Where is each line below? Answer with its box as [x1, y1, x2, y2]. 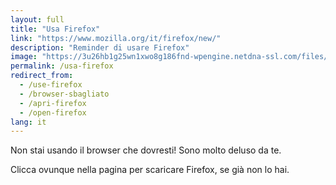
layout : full [10, 14, 65, 25]
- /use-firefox [19, 80, 83, 90]
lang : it [10, 117, 47, 127]
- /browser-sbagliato [19, 89, 110, 99]
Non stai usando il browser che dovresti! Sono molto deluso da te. [10, 144, 282, 156]
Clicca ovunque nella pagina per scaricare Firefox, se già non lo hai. [10, 164, 290, 176]
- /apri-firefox [19, 98, 87, 108]
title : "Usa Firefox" [10, 24, 101, 34]
